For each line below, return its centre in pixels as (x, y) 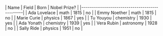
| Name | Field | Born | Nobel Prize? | (42, 8)
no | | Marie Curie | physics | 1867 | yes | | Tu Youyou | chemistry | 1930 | (78, 18)
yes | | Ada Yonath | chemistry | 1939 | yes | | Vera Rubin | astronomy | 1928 (81, 23)
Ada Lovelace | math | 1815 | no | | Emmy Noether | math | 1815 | (92, 13)
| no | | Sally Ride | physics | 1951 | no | (44, 28)
